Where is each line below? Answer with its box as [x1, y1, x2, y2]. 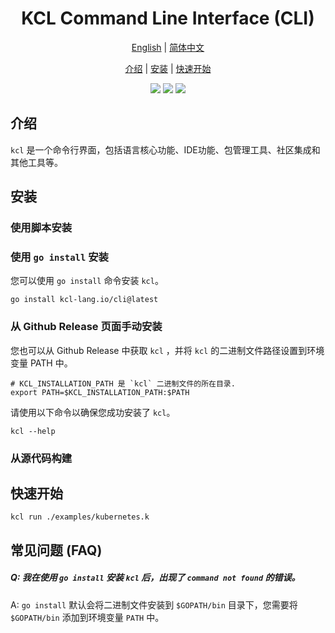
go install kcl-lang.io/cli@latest [10, 295, 159, 305]
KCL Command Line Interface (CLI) [21, 7, 315, 30]
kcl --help [10, 426, 56, 436]
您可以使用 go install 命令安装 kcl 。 [10, 275, 164, 287]
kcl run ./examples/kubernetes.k [10, 512, 150, 522]
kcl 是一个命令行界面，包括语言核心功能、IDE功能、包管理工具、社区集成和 [10, 143, 321, 156]
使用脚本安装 [10, 221, 73, 235]
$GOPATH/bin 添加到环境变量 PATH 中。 [10, 611, 165, 623]
